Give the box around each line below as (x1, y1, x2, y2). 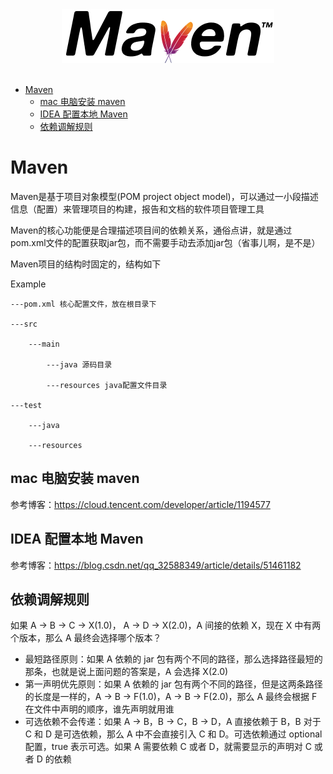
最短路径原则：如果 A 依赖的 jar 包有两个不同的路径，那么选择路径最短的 (24, 653, 323, 665)
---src (10, 319, 38, 329)
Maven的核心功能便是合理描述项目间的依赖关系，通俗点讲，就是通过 (10, 224, 293, 236)
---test (10, 400, 43, 410)
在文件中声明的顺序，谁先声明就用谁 (24, 703, 175, 715)
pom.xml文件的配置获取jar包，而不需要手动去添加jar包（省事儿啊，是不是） (10, 236, 321, 248)
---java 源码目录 (46, 359, 113, 370)
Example (10, 278, 47, 290)
